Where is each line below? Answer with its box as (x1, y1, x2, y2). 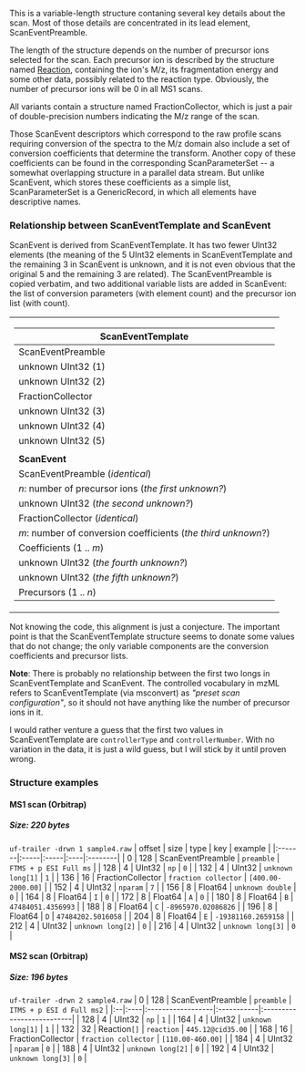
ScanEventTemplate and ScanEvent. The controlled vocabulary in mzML (9, 678, 280, 689)
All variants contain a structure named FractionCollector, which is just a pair (9, 101, 293, 112)
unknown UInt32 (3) (18, 405, 107, 417)
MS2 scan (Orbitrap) (9, 951, 89, 962)
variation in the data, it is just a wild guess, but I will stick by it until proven (9, 744, 287, 755)
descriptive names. (9, 196, 82, 207)
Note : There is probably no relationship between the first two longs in (9, 668, 270, 679)
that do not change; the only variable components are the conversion (9, 641, 269, 652)
